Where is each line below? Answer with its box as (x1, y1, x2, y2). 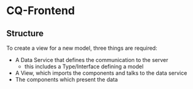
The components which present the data (15, 76, 118, 83)
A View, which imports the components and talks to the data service (15, 69, 187, 77)
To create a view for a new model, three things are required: (6, 44, 157, 52)
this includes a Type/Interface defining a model (24, 63, 144, 70)
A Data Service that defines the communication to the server (15, 56, 168, 63)
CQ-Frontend (6, 4, 75, 18)
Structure (6, 28, 44, 39)
